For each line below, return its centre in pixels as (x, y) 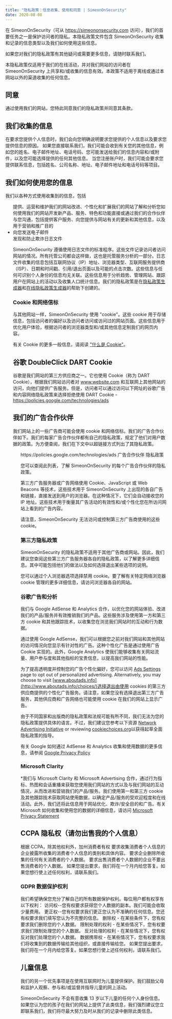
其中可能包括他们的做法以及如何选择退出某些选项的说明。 (90, 565)
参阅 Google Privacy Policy (62, 753)
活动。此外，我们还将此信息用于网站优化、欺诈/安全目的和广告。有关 (93, 804)
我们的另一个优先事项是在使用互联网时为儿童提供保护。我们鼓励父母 (92, 981)
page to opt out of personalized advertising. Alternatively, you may (91, 675)
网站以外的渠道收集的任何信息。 (39, 77)
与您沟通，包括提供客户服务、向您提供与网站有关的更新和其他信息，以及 (89, 219)
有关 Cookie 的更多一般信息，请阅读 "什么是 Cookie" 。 (70, 345)
